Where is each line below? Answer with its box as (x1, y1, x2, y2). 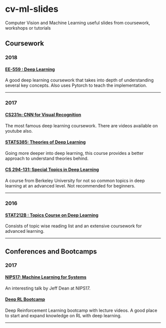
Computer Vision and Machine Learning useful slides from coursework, (5, 20, 150, 26)
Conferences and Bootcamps (5, 247, 97, 255)
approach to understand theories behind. (5, 155, 89, 161)
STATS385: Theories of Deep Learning (5, 139, 86, 145)
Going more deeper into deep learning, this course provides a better (5, 150, 144, 156)
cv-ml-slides (5, 3, 58, 15)
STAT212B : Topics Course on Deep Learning (5, 212, 99, 218)
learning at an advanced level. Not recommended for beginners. (5, 182, 136, 188)
